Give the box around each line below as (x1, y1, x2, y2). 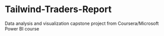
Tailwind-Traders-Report (5, 4, 112, 15)
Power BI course (5, 25, 39, 31)
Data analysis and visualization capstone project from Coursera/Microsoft (5, 20, 159, 26)
